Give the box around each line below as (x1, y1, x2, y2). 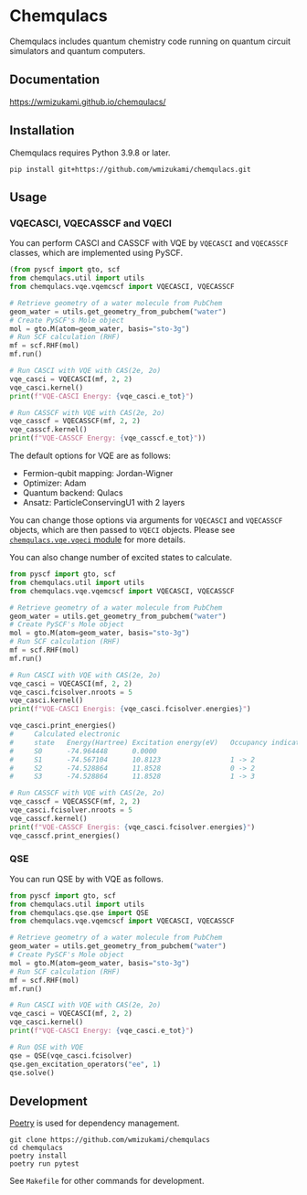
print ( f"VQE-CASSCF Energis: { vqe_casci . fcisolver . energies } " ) (9, 822, 256, 832)
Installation (9, 123, 75, 138)
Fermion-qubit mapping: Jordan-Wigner (22, 468, 174, 478)
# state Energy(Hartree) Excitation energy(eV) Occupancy (9, 738, 268, 747)
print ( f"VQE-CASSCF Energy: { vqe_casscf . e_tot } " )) (9, 433, 206, 443)
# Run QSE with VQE (9, 1042, 84, 1051)
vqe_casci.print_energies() (9, 721, 117, 731)
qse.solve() (9, 1068, 55, 1077)
